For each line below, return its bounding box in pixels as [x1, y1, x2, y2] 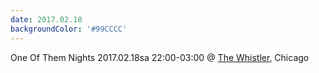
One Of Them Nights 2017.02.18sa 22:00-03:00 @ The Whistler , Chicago [10, 51, 310, 63]
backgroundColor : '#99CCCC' [10, 24, 128, 34]
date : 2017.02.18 [10, 14, 83, 25]
